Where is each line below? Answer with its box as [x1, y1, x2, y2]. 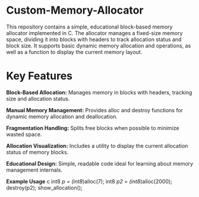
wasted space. [6, 131, 42, 138]
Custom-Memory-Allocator [6, 4, 144, 17]
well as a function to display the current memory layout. [6, 48, 143, 55]
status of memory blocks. [6, 148, 69, 155]
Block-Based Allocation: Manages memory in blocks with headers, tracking [6, 88, 192, 96]
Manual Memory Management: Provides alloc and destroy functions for [6, 106, 183, 113]
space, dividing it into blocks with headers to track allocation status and [6, 36, 182, 43]
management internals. [6, 166, 62, 173]
